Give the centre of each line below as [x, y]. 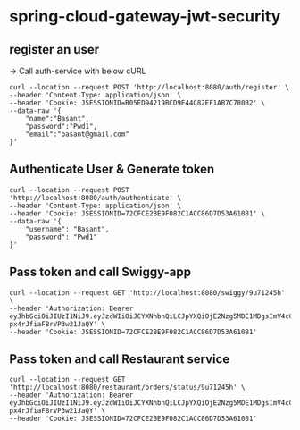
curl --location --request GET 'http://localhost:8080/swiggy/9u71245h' [147, 292]
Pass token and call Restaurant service [120, 359]
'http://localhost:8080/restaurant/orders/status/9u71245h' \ [127, 388]
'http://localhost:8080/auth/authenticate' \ [95, 198]
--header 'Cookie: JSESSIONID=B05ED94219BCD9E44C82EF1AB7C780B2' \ [137, 103]
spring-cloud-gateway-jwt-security [145, 17]
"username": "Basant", [67, 229]
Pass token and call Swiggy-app [100, 272]
